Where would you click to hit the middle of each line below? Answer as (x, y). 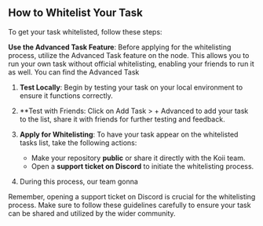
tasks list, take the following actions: (78, 142)
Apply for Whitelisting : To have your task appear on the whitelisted (129, 134)
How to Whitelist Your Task (75, 13)
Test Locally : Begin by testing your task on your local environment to (131, 87)
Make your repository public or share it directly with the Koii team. (138, 158)
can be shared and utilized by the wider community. (92, 213)
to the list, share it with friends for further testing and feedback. (122, 119)
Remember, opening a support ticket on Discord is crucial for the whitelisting (132, 196)
